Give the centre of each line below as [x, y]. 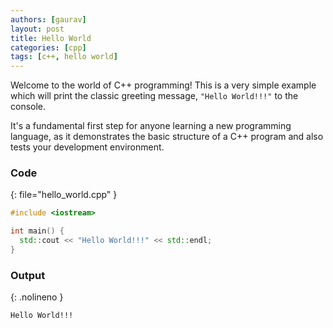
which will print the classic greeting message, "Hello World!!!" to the [154, 96]
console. [28, 107]
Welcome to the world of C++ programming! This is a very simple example [163, 85]
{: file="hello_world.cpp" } [64, 195]
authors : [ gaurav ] [48, 19]
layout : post [37, 29]
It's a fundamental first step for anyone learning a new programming [151, 126]
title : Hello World [51, 38]
